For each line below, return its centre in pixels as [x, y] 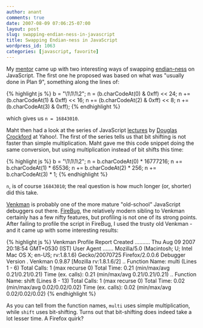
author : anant [24, 12]
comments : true [25, 18]
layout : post [23, 29]
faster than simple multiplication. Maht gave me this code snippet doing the [100, 143]
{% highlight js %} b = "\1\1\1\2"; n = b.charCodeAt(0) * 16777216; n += [95, 161]
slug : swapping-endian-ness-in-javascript [61, 35]
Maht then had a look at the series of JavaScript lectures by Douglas [92, 130]
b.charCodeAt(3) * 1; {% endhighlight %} [57, 174]
